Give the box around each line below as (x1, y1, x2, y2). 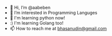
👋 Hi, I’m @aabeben (9, 5, 51, 10)
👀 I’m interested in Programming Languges (9, 10, 98, 16)
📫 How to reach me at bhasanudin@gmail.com (9, 26, 107, 31)
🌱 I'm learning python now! (9, 15, 66, 20)
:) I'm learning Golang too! (9, 20, 64, 26)
